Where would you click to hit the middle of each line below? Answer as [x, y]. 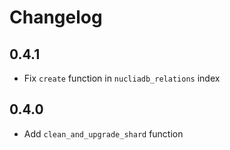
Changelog [56, 17]
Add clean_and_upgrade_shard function [103, 133]
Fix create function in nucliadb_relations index [122, 78]
